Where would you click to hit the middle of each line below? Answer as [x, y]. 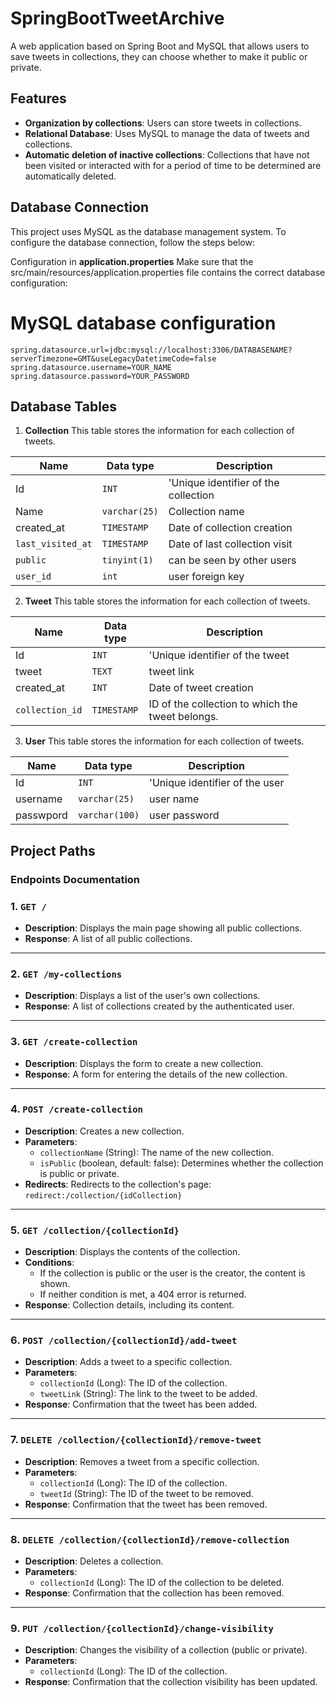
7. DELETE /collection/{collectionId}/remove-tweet [136, 1440]
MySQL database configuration [143, 323]
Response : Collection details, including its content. [129, 1305]
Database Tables [64, 406]
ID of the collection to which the [223, 704]
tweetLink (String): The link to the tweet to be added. [148, 1394]
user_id [33, 576]
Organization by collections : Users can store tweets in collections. [163, 123]
